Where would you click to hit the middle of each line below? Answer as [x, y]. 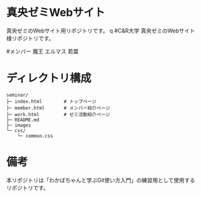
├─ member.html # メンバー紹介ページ [58, 108]
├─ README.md [23, 120]
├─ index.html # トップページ [51, 102]
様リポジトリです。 [30, 38]
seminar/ [17, 95]
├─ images [19, 125]
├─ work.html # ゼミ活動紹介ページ [58, 114]
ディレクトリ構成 [49, 79]
